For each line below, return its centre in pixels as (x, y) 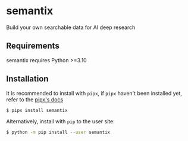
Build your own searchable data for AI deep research (71, 27)
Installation (27, 79)
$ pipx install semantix (37, 110)
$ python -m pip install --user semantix (58, 132)
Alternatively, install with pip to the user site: (60, 121)
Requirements (33, 46)
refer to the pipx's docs (35, 100)
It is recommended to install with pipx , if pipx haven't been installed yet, (94, 93)
